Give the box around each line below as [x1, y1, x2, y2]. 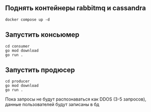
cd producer [5, 79, 30, 84]
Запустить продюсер [5, 66, 75, 74]
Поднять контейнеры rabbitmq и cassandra [5, 4, 146, 12]
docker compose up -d [5, 17, 50, 22]
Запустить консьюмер [5, 31, 79, 39]
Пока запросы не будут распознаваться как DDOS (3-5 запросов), [5, 96, 147, 102]
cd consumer [5, 44, 30, 49]
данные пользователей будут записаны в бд [5, 102, 99, 108]
